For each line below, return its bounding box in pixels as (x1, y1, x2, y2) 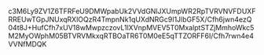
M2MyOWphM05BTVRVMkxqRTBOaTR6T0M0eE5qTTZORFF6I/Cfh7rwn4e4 (8, 31, 254, 40)
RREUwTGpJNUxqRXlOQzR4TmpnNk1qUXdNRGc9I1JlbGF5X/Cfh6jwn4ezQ (8, 15, 252, 24)
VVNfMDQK (8, 40, 47, 49)
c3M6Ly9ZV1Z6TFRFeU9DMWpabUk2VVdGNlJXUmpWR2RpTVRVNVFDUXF (8, 7, 256, 15)
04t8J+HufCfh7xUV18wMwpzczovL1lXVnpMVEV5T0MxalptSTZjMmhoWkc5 (8, 23, 255, 32)
